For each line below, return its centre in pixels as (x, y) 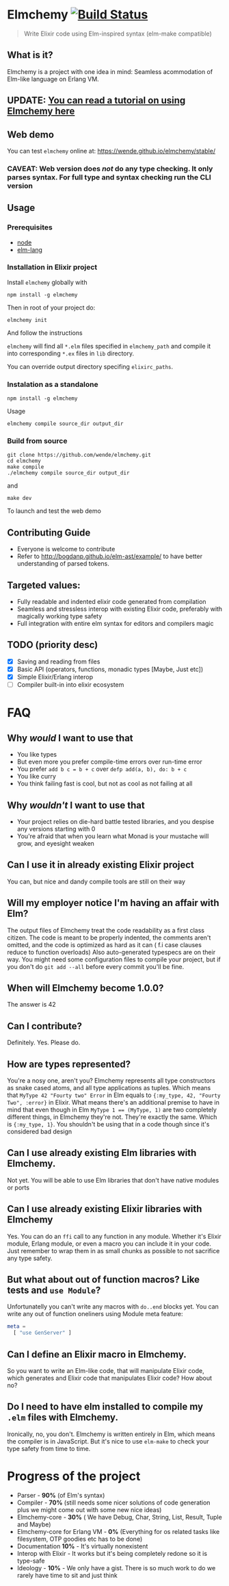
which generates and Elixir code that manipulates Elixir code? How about (110, 1378)
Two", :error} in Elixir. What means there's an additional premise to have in (113, 1103)
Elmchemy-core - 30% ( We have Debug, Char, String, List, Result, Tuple (119, 1517)
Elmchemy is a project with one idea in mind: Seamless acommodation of (110, 71)
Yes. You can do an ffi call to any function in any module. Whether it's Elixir (114, 1236)
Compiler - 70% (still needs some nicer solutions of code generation (113, 1502)
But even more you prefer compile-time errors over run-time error (110, 762)
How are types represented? (69, 1064)
